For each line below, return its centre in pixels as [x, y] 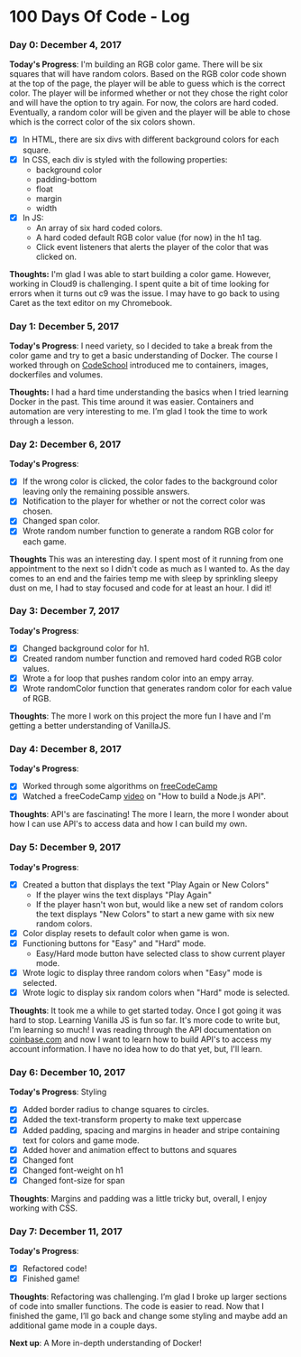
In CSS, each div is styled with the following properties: [125, 159]
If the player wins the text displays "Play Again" [123, 895]
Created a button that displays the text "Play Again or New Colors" [146, 884]
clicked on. [56, 256]
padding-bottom [66, 179]
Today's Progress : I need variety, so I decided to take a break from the [141, 346]
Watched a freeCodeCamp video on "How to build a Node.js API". [144, 796]
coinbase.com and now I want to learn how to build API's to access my [141, 1039]
